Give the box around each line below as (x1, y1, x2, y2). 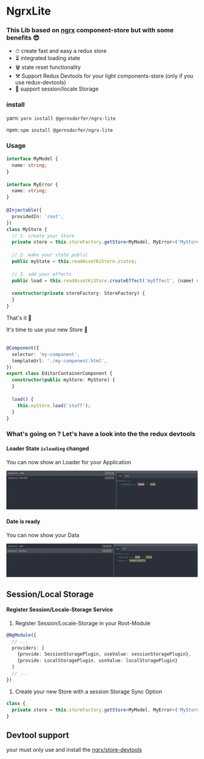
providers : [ (12, 645, 45, 651)
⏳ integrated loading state (15, 55, 81, 62)
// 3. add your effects (12, 271, 72, 277)
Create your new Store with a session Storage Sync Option (15, 688, 163, 695)
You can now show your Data (6, 531, 80, 538)
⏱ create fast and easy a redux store (15, 47, 107, 55)
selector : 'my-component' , (12, 351, 80, 357)
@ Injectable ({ (6, 207, 42, 213)
